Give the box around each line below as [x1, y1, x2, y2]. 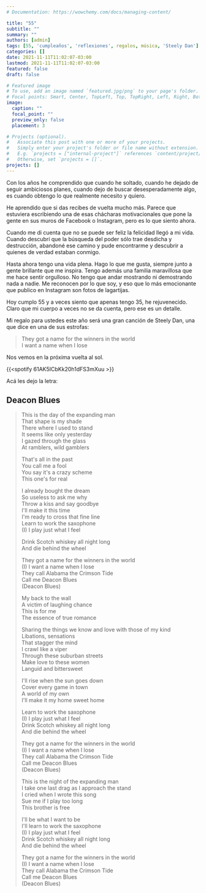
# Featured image [6, 82, 51, 89]
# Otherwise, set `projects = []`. [6, 157, 103, 163]
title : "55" [6, 20, 37, 26]
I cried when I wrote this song [21, 791, 97, 798]
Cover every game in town [21, 684, 88, 691]
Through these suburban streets [21, 652, 104, 660]
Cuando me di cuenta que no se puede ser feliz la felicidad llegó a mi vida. [6, 228, 195, 236]
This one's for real [21, 475, 67, 482]
